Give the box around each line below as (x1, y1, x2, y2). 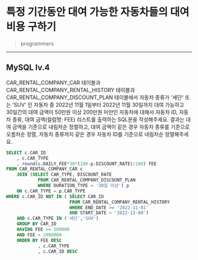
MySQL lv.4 (6, 62, 50, 73)
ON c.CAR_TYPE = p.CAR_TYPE (16, 188, 85, 194)
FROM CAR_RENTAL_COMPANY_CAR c (6, 166, 83, 172)
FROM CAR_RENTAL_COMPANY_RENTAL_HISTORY (69, 199, 170, 205)
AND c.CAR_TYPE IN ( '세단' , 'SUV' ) (16, 216, 99, 222)
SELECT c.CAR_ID (6, 150, 46, 156)
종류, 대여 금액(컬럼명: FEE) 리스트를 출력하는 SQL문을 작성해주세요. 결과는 (12, 116, 184, 123)
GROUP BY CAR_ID (16, 221, 57, 227)
